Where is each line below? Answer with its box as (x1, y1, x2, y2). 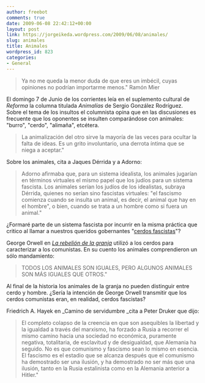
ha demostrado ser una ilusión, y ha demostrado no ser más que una (21, 358, 195, 365)
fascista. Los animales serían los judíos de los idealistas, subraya (21, 183, 185, 190)
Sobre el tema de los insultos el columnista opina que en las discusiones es (6, 108, 196, 116)
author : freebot (6, 9, 48, 15)
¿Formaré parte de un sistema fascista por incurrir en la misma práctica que (6, 221, 198, 228)
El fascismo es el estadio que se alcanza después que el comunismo (21, 351, 195, 359)
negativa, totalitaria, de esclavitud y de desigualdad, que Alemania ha (21, 338, 197, 346)
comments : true (6, 15, 45, 21)
